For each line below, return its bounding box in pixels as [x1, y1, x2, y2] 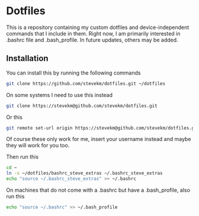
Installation [6, 53, 49, 63]
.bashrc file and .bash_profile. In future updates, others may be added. [6, 36, 179, 43]
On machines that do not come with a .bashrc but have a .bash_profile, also [6, 186, 191, 194]
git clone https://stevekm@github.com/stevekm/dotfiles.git [6, 102, 158, 109]
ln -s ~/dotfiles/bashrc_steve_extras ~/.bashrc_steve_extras [6, 170, 163, 176]
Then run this [6, 153, 39, 160]
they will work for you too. [6, 142, 70, 149]
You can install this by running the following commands [6, 69, 141, 76]
